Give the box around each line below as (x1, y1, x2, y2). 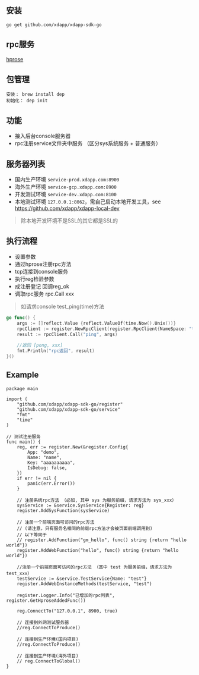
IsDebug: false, (27, 464, 68, 471)
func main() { (6, 439, 41, 445)
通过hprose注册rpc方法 (14, 260, 72, 268)
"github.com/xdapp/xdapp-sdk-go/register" (17, 401, 123, 407)
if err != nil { (17, 475, 57, 481)
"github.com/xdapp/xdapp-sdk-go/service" (17, 406, 120, 412)
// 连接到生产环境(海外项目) (17, 653, 79, 659)
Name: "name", (27, 454, 62, 460)
